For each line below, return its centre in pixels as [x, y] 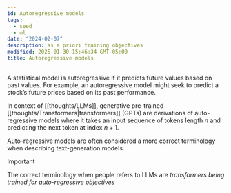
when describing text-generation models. [66, 148]
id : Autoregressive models [46, 13]
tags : [15, 20]
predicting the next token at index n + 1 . [63, 127]
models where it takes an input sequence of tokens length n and [129, 120]
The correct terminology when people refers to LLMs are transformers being [116, 174]
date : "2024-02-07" [35, 39]
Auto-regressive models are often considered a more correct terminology [111, 141]
